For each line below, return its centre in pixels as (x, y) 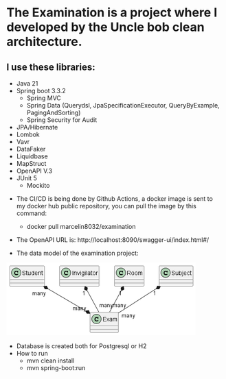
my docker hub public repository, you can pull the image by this (106, 206)
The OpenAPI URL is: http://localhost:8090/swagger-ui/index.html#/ (113, 240)
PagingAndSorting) (54, 112)
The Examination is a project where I (112, 13)
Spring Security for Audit (62, 120)
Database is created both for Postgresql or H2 (81, 346)
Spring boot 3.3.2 (41, 91)
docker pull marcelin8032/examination (81, 227)
